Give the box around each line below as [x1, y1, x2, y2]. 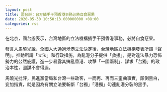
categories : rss [5, 21, 39, 26]
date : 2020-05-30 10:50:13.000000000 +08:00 [5, 16, 99, 21]
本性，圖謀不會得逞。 [9, 65, 53, 71]
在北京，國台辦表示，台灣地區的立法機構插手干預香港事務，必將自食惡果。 [5, 35, 158, 41]
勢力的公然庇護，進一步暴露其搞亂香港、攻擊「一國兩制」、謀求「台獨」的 [5, 58, 156, 65]
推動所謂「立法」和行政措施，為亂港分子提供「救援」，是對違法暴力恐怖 [15, 52, 162, 58]
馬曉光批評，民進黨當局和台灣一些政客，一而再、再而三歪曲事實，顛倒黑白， [5, 75, 162, 81]
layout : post [5, 7, 32, 12]
